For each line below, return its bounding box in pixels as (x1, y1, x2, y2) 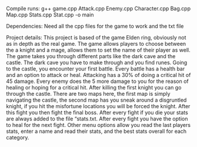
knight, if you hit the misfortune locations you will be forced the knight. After (6, 103, 191, 109)
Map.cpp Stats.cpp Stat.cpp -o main (6, 11, 94, 18)
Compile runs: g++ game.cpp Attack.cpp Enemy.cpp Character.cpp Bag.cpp (6, 5, 191, 12)
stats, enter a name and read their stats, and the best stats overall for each (6, 128, 187, 135)
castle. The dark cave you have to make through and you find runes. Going (6, 59, 188, 66)
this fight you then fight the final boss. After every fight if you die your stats (6, 109, 188, 116)
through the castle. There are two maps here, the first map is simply (6, 91, 171, 97)
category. (6, 134, 29, 141)
